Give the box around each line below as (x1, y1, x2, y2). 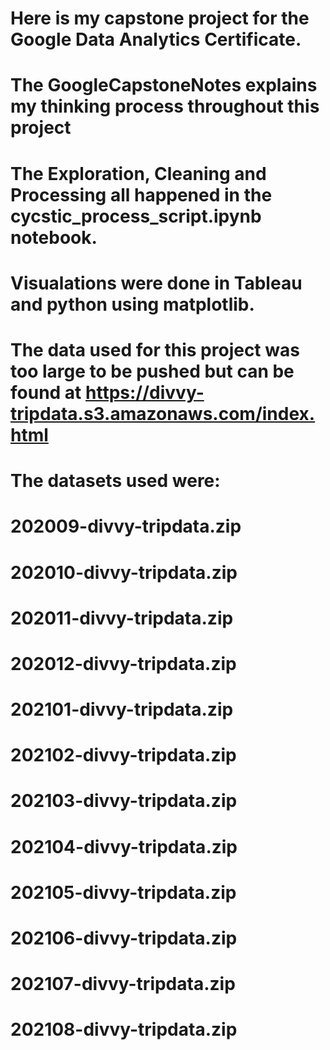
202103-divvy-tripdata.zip (10, 790, 238, 812)
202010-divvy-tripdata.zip (10, 561, 238, 584)
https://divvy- (85, 381, 205, 404)
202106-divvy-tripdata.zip (10, 927, 238, 949)
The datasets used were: (10, 470, 221, 492)
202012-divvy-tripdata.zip (10, 652, 237, 675)
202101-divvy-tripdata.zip (10, 698, 234, 721)
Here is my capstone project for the (10, 7, 310, 30)
